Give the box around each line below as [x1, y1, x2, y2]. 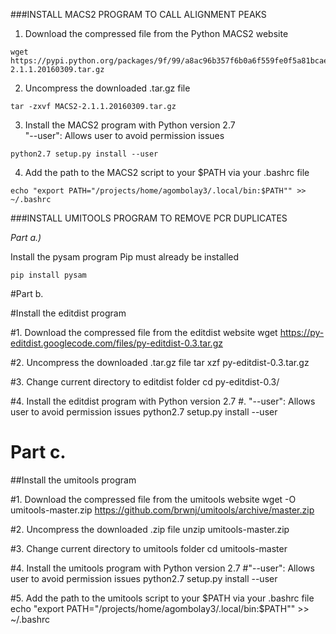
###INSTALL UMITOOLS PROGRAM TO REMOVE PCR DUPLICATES [10, 212, 288, 224]
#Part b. [10, 288, 44, 299]
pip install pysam [10, 270, 87, 280]
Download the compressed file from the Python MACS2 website [24, 28, 289, 39]
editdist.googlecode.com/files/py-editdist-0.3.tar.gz [10, 337, 223, 349]
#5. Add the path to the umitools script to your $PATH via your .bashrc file [10, 592, 315, 604]
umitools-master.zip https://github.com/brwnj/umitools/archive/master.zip [10, 504, 315, 516]
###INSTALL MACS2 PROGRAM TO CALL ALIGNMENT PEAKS [10, 9, 267, 20]
